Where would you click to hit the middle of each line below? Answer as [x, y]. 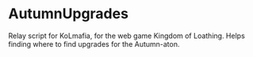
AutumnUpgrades [69, 14]
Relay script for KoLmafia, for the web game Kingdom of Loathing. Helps [127, 36]
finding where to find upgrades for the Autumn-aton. [94, 44]
